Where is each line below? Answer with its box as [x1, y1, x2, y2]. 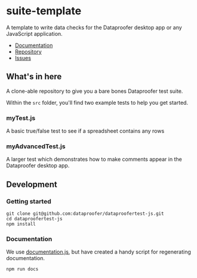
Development [6, 179, 58, 189]
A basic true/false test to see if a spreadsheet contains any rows [6, 127, 165, 135]
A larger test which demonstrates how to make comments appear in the [6, 156, 182, 163]
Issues [14, 54, 32, 61]
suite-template [6, 4, 82, 18]
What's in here [6, 71, 62, 82]
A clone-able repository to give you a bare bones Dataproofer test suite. [6, 88, 183, 95]
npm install [6, 221, 36, 227]
